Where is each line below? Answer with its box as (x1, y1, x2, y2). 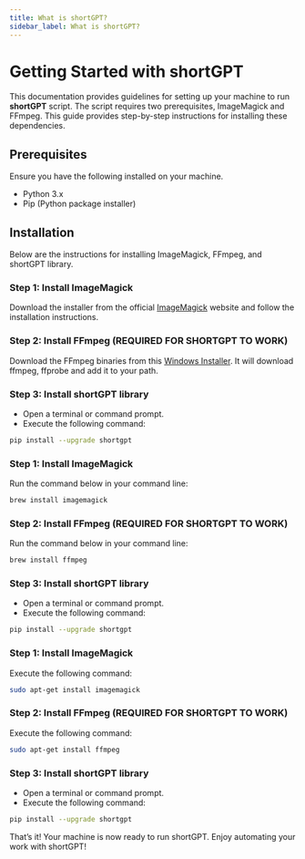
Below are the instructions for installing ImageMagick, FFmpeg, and (9, 249, 262, 260)
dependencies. (9, 120, 66, 131)
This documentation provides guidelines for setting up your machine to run (9, 91, 290, 102)
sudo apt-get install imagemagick (9, 685, 141, 694)
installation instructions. (9, 312, 99, 323)
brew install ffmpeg (9, 555, 88, 565)
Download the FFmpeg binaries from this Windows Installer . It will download (9, 355, 294, 366)
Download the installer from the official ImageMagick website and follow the (9, 302, 295, 313)
